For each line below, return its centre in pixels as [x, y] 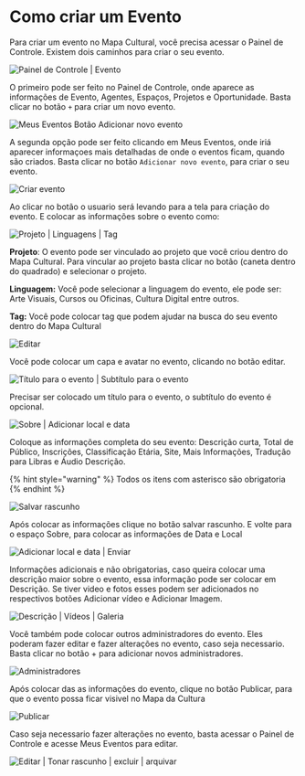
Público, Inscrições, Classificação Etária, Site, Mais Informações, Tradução [150, 452]
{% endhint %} [37, 489]
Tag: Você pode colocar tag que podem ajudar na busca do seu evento [144, 316]
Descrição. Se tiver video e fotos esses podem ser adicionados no [134, 589]
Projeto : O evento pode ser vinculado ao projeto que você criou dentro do [149, 251]
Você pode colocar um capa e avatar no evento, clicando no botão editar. [147, 361]
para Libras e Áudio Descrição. [68, 461]
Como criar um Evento [96, 17]
